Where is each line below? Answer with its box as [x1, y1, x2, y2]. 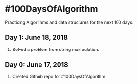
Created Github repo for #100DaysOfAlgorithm [12, 73, 106, 79]
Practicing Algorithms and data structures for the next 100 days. [5, 19, 134, 25]
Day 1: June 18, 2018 [5, 34, 68, 42]
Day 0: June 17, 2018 [5, 61, 68, 69]
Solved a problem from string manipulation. [12, 46, 99, 52]
